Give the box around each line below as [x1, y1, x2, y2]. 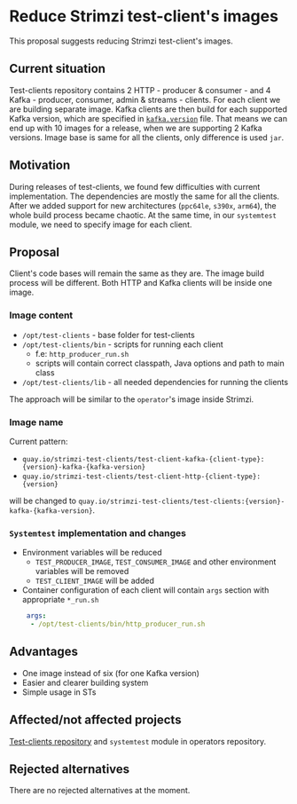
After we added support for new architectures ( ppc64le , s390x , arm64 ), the [9, 200, 277, 210]
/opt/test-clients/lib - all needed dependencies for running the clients [21, 376, 289, 387]
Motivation [9, 158, 71, 173]
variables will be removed [35, 566, 129, 577]
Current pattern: [9, 436, 68, 446]
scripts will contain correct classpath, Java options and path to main [35, 358, 285, 368]
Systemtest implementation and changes [9, 526, 187, 539]
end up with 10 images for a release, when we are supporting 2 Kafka [9, 122, 263, 133]
